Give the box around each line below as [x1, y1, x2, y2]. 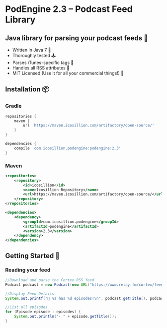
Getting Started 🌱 [5, 252, 60, 260]
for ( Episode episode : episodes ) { [5, 309, 81, 315]
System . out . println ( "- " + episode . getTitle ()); [14, 314, 117, 319]
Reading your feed [5, 266, 51, 273]
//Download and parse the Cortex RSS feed [5, 277, 94, 282]
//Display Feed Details [5, 291, 55, 296]
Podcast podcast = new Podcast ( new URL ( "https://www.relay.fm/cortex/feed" [5, 282, 166, 287]
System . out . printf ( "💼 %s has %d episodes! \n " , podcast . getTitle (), [5, 296, 148, 301]
